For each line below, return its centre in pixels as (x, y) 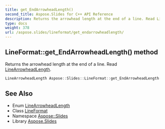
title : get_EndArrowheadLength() (39, 10)
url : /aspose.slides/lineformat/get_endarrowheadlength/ (65, 32)
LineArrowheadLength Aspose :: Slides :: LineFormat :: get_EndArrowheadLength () (84, 78)
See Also (19, 94)
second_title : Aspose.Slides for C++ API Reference (59, 14)
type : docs (16, 23)
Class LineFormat (30, 110)
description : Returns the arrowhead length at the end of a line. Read (80, 19)
